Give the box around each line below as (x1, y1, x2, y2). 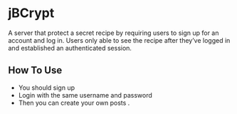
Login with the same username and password (18, 90, 152, 99)
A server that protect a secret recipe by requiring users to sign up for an (8, 28, 219, 37)
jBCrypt (8, 5, 55, 21)
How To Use (8, 64, 63, 76)
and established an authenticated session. (8, 43, 132, 52)
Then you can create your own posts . (18, 98, 130, 107)
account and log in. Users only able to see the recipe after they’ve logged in (8, 36, 231, 44)
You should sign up (18, 83, 75, 92)
